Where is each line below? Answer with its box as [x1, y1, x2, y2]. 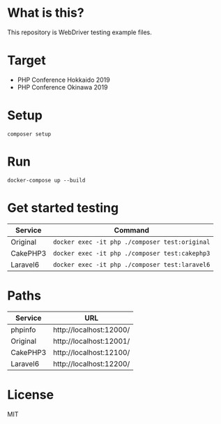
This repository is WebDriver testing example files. [7, 28, 152, 36]
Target [7, 52, 47, 68]
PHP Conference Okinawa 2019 [17, 82, 108, 92]
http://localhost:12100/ [53, 347, 130, 357]
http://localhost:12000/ [53, 325, 130, 335]
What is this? [7, 5, 85, 21]
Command [114, 225, 150, 235]
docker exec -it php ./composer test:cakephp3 [53, 249, 211, 257]
